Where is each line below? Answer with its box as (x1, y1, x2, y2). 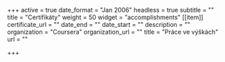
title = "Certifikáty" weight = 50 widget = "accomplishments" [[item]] (7, 13, 204, 21)
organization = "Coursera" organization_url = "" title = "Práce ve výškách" (7, 28, 219, 36)
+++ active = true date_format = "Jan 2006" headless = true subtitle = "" (7, 6, 215, 14)
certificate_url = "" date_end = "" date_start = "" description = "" (7, 21, 190, 28)
